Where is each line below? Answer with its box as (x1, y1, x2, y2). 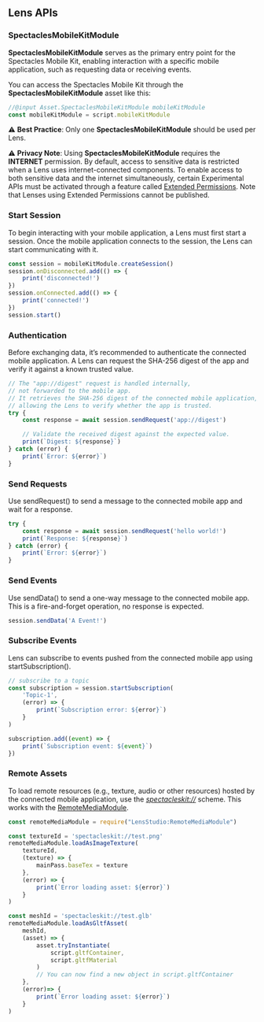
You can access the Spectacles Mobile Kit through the (8, 80, 184, 89)
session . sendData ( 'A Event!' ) (8, 617, 108, 624)
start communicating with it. (8, 244, 99, 254)
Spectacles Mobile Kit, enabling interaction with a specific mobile (8, 56, 220, 65)
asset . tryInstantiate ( (36, 941, 111, 950)
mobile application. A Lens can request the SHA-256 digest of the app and (8, 356, 249, 365)
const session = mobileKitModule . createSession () (8, 260, 174, 268)
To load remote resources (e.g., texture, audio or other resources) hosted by (8, 786, 255, 795)
